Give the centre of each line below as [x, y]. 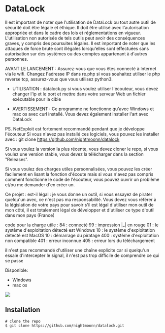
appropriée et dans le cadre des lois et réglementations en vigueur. [73, 33]
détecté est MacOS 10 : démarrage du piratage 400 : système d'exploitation [82, 235]
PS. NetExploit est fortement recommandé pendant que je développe [75, 128]
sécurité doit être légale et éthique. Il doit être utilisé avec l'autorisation [77, 27]
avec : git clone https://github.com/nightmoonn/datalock [62, 139]
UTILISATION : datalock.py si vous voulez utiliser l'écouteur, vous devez [85, 88]
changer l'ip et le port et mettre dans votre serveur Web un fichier [79, 94]
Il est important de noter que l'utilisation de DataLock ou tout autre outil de [81, 22]
